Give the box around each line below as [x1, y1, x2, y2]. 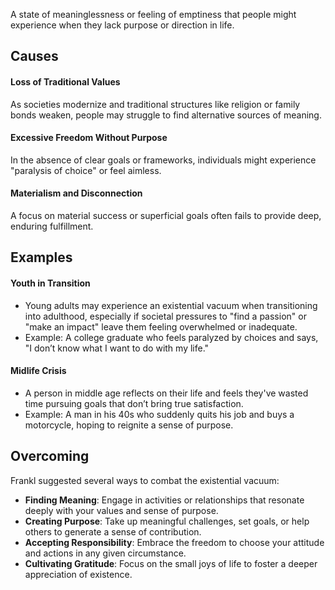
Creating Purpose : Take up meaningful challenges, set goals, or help [24, 515, 310, 527]
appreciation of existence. [24, 568, 133, 580]
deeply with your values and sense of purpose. [24, 504, 219, 516]
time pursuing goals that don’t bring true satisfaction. [24, 397, 244, 409]
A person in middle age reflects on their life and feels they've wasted [24, 387, 309, 399]
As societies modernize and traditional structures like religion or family [10, 98, 301, 110]
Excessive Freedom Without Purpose [10, 132, 168, 144]
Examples [10, 249, 73, 266]
